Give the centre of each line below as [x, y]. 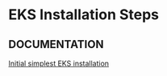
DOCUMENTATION [56, 44]
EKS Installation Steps [84, 15]
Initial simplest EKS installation [59, 63]
